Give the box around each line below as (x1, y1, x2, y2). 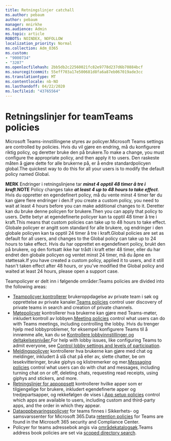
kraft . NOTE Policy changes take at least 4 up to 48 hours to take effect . (5, 187, 160, 193)
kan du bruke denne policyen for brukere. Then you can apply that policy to (5, 208, 163, 214)
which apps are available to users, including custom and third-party (12, 397, 156, 403)
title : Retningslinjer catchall (5, 7, 74, 13)
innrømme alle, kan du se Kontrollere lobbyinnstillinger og (12, 332, 134, 338)
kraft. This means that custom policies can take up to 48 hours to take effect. (5, 219, 166, 226)
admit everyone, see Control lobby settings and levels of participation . (12, 343, 161, 349)
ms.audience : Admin (5, 27, 47, 32)
